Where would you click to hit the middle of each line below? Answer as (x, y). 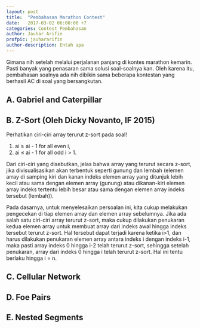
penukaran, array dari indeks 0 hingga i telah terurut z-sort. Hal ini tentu (95, 252)
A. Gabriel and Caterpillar (54, 100)
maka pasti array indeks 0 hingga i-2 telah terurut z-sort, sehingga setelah (98, 246)
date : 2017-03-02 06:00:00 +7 (46, 23)
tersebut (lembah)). (30, 196)
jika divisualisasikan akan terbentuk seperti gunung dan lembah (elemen (95, 170)
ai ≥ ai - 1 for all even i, (42, 146)
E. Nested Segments (45, 318)
